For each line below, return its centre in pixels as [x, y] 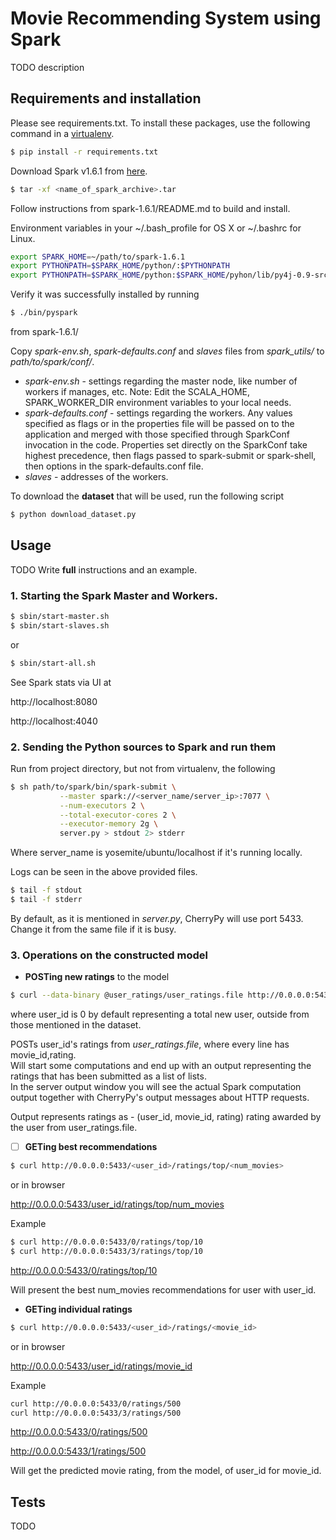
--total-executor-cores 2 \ [118, 815]
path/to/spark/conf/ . [52, 361]
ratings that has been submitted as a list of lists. [108, 1076]
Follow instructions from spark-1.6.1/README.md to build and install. [150, 208]
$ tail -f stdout [46, 890]
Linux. [23, 238]
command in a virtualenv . [62, 133]
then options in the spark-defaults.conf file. [114, 466]
